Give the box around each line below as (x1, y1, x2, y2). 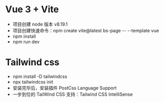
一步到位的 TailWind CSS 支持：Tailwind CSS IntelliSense (12, 91, 133, 97)
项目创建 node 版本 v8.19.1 (12, 21, 68, 27)
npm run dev (12, 38, 40, 44)
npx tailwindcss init (12, 79, 54, 85)
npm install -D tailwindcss (12, 73, 67, 80)
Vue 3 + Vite (5, 4, 59, 15)
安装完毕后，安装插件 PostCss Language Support (12, 85, 117, 91)
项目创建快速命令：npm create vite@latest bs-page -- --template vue (12, 27, 159, 34)
